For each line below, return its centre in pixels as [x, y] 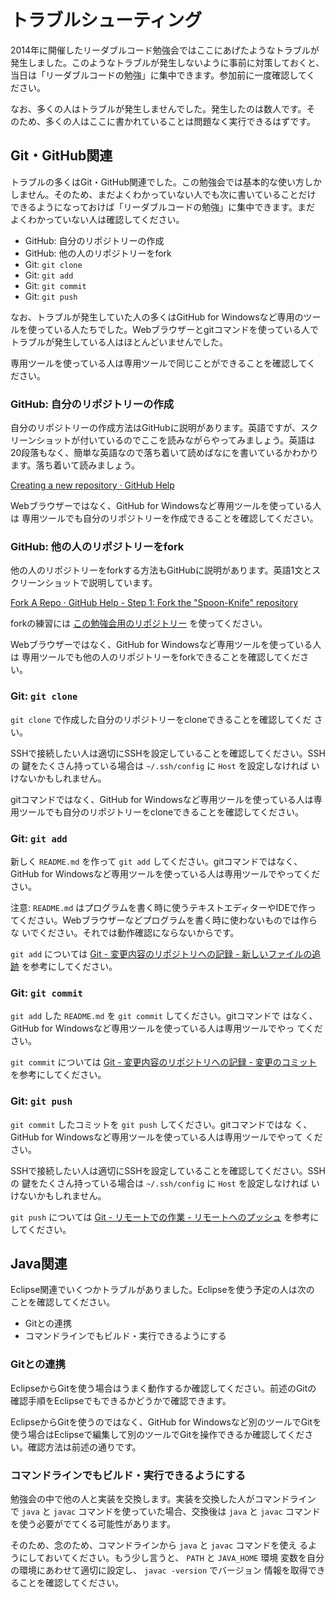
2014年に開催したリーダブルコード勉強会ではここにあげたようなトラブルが [165, 50]
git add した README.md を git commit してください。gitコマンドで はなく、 [164, 1016]
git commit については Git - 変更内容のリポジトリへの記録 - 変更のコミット [163, 1062]
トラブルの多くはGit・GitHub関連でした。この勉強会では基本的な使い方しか [166, 182]
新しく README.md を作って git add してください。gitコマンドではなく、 [156, 861]
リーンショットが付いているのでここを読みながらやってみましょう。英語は [163, 440]
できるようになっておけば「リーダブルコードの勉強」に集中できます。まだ [162, 207]
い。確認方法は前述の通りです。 [76, 1447]
